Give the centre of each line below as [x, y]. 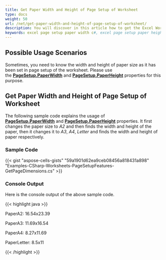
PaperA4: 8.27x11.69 [26, 233]
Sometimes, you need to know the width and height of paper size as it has [81, 64]
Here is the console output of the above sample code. [60, 195]
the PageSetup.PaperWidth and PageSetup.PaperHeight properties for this [83, 75]
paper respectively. [25, 137]
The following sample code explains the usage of [55, 116]
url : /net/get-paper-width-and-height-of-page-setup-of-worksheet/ [76, 24]
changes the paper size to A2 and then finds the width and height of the [78, 126]
